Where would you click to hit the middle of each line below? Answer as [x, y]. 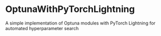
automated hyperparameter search [42, 28]
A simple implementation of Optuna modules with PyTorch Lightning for [80, 23]
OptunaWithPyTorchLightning [70, 9]
